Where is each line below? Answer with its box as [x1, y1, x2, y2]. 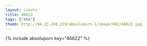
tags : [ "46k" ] [5, 17, 36, 22]
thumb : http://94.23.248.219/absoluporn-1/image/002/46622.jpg [5, 21, 142, 27]
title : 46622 [5, 12, 33, 17]
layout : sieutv [5, 7, 38, 13]
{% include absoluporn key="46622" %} [5, 35, 90, 41]
